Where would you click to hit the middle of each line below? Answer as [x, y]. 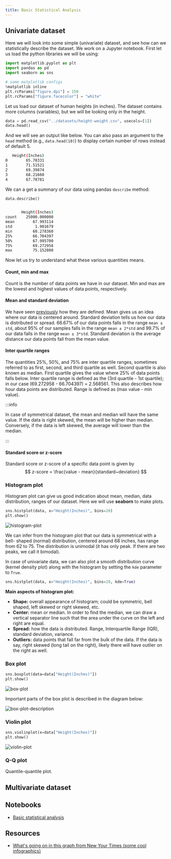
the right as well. [30, 651]
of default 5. [18, 146]
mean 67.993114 [29, 222]
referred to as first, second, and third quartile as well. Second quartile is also [86, 367]
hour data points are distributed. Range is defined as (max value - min [79, 389]
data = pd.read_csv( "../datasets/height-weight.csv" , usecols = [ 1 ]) [79, 121]
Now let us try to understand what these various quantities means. [75, 260]
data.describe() [22, 199]
